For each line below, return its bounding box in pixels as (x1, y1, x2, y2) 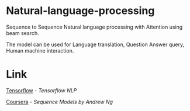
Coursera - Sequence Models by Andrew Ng (6, 98, 113, 105)
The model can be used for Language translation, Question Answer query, (6, 41, 185, 48)
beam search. (6, 29, 39, 36)
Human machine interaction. (6, 47, 74, 54)
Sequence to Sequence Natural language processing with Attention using (6, 23, 183, 30)
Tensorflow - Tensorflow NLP (6, 86, 77, 94)
